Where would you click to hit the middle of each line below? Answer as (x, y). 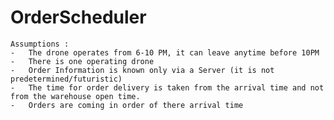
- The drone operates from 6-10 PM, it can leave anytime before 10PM (165, 52)
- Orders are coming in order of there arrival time (127, 105)
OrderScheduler (78, 17)
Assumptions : (40, 44)
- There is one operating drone (82, 61)
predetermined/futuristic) (66, 79)
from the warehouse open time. (75, 96)
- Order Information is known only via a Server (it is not (142, 70)
